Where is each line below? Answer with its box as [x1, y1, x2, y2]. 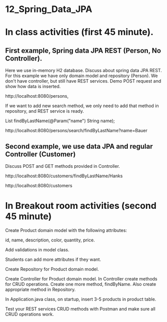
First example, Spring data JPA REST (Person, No [5, 46, 161, 55]
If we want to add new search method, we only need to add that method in [5, 103, 159, 109]
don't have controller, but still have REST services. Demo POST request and [5, 78, 161, 84]
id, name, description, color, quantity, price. [5, 237, 95, 243]
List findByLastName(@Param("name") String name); [5, 118, 115, 124]
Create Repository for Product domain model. [5, 266, 99, 272]
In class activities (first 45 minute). [5, 27, 154, 38]
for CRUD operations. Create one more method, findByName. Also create [5, 281, 156, 287]
